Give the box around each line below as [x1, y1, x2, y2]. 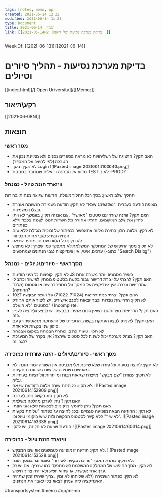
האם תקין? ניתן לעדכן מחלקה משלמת [12, 398, 81, 404]
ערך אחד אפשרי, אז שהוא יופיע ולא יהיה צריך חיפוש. [12, 468, 107, 474]
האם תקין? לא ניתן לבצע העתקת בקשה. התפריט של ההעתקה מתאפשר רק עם [12, 318, 154, 324]
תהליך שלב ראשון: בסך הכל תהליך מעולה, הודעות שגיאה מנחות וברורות [5, 192, 135, 198]
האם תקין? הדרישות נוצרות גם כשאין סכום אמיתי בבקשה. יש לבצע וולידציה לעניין [12, 308, 159, 314]
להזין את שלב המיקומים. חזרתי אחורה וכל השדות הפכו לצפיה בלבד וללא [12, 217, 143, 223]
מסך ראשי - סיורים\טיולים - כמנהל [5, 260, 83, 267]
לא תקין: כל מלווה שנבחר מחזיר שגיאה [12, 238, 82, 243]
